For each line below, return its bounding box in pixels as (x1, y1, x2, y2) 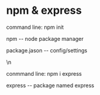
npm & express (6, 4, 82, 17)
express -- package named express (6, 82, 95, 89)
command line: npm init (6, 23, 64, 31)
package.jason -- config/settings (6, 46, 88, 54)
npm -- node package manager (6, 35, 84, 42)
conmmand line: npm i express (6, 70, 82, 77)
